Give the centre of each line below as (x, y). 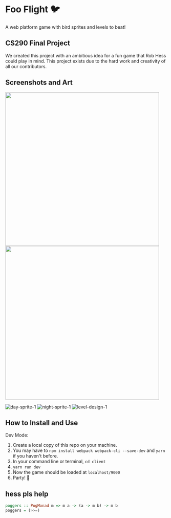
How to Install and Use (42, 423)
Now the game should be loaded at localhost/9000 (66, 472)
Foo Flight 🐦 (33, 9)
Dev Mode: (17, 435)
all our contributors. (26, 66)
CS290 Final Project (38, 43)
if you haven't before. (35, 456)
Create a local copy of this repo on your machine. (65, 445)
